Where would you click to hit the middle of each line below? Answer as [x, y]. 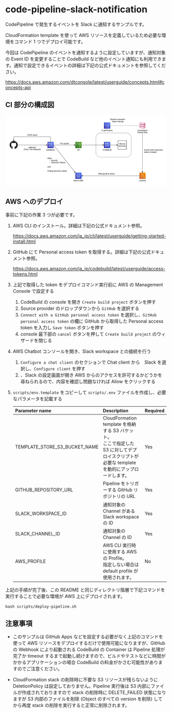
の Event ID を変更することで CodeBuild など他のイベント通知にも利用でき [84, 59]
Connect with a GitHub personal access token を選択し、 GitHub [89, 315]
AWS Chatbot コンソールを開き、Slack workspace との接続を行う [82, 351]
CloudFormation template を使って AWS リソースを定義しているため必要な [84, 35]
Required [155, 410]
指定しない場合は [121, 565]
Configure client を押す [60, 369]
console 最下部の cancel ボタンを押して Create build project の [89, 334]
